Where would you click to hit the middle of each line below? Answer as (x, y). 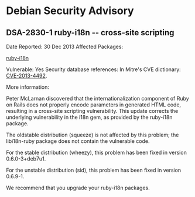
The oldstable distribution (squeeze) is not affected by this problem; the (93, 135)
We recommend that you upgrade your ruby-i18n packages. (78, 188)
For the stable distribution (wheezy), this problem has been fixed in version (97, 152)
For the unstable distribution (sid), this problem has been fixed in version (94, 170)
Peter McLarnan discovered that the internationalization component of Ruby (97, 98)
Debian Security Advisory (70, 11)
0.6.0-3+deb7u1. (26, 159)
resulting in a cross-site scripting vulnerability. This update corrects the (92, 111)
